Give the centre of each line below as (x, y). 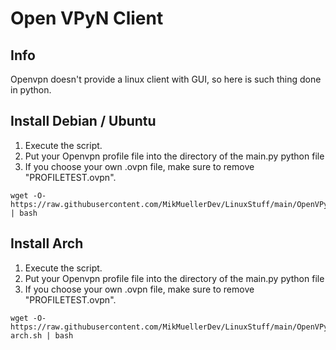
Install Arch (47, 243)
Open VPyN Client (87, 18)
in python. (31, 90)
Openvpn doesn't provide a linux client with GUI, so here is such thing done (166, 79)
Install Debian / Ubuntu (83, 121)
